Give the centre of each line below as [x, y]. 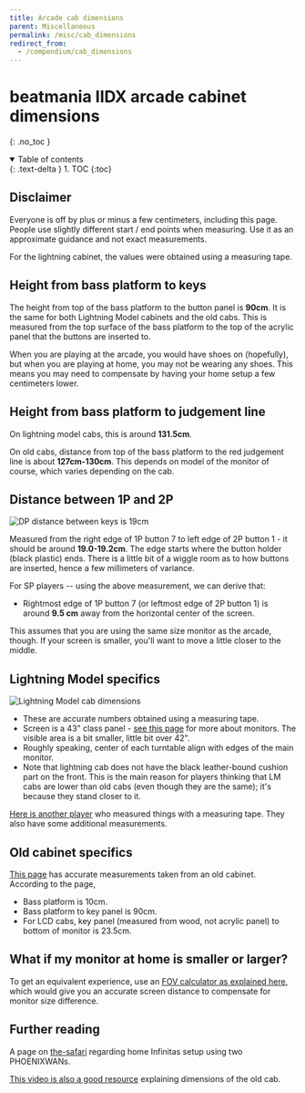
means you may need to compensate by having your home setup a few [142, 373]
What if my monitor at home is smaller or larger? [149, 959]
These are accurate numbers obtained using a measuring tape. [141, 719]
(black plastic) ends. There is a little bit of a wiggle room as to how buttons [149, 558]
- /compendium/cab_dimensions [75, 52]
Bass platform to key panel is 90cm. [90, 911]
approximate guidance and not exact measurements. [108, 239]
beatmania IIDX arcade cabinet [128, 97]
